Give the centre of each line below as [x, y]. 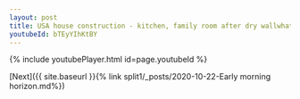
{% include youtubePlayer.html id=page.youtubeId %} [108, 60]
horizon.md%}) [37, 87]
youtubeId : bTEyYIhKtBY [54, 34]
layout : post [33, 17]
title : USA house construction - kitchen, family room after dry [133, 26]
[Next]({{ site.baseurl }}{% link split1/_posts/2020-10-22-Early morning [140, 77]
